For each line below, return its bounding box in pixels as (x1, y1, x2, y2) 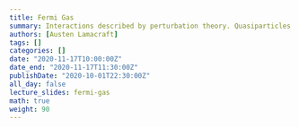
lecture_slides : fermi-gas (9, 88, 110, 97)
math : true (9, 96, 50, 106)
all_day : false (9, 80, 66, 89)
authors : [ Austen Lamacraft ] (9, 30, 119, 38)
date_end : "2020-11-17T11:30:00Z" (9, 63, 139, 72)
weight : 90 (9, 105, 50, 114)
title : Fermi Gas (9, 13, 75, 22)
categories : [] (9, 47, 66, 55)
